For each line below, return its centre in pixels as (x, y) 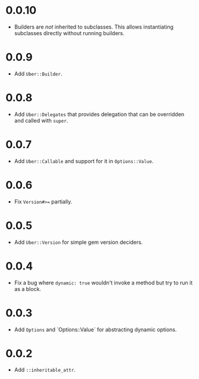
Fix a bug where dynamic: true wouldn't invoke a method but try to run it (103, 283)
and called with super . (41, 120)
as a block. (27, 289)
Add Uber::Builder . (38, 73)
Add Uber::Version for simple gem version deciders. (78, 242)
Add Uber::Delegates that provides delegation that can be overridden (99, 114)
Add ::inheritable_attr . (45, 370)
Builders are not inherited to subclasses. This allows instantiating (94, 27)
